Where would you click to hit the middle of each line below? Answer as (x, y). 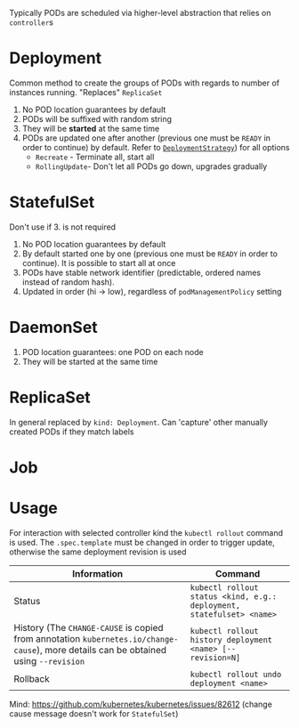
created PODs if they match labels (72, 432)
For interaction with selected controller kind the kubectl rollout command (146, 532)
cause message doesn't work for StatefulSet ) (94, 713)
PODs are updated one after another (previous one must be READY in (146, 138)
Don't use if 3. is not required (63, 227)
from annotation (47, 638)
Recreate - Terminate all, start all (95, 157)
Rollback (32, 678)
